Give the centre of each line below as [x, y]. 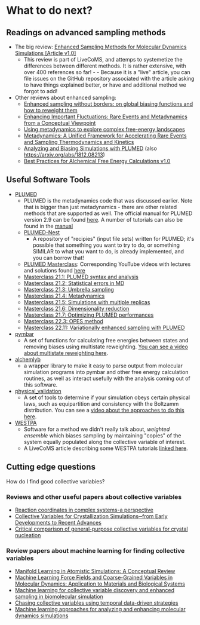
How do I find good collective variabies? [56, 481]
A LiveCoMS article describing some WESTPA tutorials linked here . [106, 448]
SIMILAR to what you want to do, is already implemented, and [108, 251]
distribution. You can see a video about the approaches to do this [104, 410]
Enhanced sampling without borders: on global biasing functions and [108, 104]
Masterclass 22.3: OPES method [63, 321]
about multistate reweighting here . [66, 353]
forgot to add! [41, 91]
